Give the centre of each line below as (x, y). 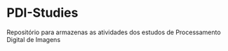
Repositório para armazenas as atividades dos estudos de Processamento (114, 32)
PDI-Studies (42, 13)
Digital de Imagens (34, 39)
